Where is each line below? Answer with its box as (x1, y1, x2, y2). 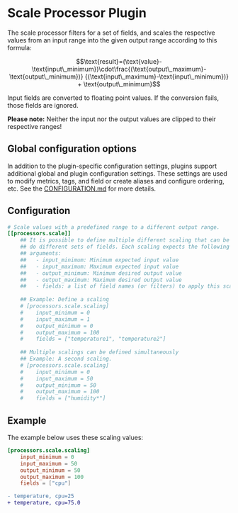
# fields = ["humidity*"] (20, 395, 106, 402)
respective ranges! (7, 122, 62, 130)
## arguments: (20, 250, 62, 257)
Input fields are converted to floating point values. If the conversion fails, (7, 94, 220, 102)
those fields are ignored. (7, 101, 79, 109)
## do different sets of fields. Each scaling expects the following (20, 243, 230, 251)
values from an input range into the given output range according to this (7, 35, 217, 44)
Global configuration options (7, 143, 137, 155)
